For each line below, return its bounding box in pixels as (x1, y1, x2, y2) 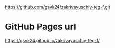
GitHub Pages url (5, 22, 77, 32)
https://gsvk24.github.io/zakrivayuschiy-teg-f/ (5, 37, 100, 43)
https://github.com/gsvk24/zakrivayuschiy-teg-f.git (5, 4, 111, 10)
